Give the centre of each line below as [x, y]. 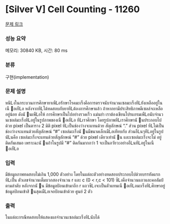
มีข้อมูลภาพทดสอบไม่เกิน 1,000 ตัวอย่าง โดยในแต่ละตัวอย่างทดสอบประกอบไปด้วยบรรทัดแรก [83, 174]
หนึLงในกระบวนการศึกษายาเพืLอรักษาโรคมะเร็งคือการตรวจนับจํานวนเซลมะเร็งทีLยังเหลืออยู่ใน [84, 103]
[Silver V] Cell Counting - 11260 [73, 9]
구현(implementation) [27, 77]
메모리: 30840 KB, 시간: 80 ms [36, 51]
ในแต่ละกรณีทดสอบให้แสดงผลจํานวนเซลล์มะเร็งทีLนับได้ [53, 217]
